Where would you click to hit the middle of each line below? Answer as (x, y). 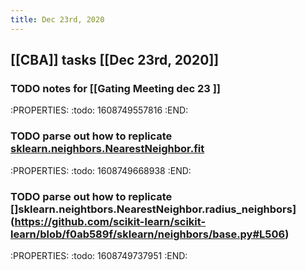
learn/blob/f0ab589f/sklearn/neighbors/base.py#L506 (148, 234)
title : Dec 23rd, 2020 (57, 19)
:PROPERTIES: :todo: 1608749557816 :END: (99, 110)
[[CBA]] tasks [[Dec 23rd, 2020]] (115, 60)
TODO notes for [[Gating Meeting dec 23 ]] (115, 88)
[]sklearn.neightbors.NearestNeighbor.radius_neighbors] (153, 209)
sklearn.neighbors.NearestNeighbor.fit (107, 149)
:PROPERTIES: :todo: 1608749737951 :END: (99, 255)
